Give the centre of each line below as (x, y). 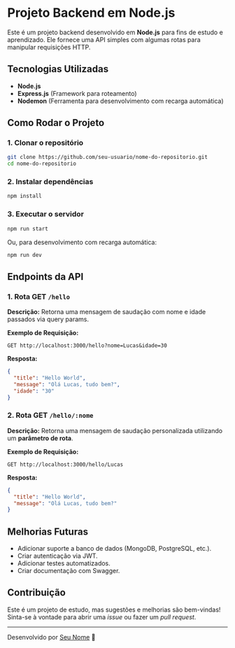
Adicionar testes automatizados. (64, 563)
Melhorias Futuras (48, 531)
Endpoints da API (45, 277)
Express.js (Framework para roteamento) (77, 93)
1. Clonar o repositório (45, 143)
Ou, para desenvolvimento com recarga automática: (82, 242)
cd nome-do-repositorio (42, 164)
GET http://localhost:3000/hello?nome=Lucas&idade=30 (87, 346)
